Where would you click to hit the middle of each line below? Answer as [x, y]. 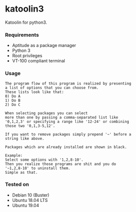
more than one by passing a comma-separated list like [62, 117]
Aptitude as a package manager [44, 45]
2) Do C [13, 105]
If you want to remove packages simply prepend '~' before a [68, 134]
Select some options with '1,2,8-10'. [44, 160]
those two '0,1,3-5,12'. [30, 126]
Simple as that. [21, 172]
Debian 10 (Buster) [31, 195]
